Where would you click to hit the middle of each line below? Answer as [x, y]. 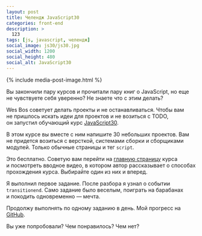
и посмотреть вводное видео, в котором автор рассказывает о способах [101, 165]
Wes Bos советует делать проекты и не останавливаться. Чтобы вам [95, 110]
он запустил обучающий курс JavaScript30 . [62, 122]
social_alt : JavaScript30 [39, 62]
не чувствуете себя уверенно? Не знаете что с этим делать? [85, 98]
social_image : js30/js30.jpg [43, 46]
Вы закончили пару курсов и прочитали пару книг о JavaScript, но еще [98, 91]
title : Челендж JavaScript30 [43, 18]
